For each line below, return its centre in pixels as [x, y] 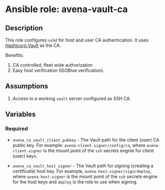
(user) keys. [25, 156]
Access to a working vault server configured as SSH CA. [72, 98]
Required [17, 129]
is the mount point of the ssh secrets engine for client [98, 151]
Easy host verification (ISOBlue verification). [58, 70]
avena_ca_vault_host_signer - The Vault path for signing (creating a [83, 166]
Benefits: [15, 55]
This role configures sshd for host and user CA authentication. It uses [77, 40]
